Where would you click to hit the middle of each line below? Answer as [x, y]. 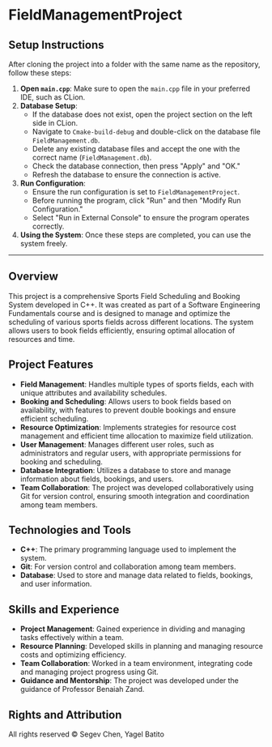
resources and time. [42, 339]
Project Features [51, 365]
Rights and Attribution [65, 715]
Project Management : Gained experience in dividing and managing [132, 629]
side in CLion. [55, 123]
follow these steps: [40, 73]
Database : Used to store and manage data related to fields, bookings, [136, 575]
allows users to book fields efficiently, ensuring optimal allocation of [122, 331]
